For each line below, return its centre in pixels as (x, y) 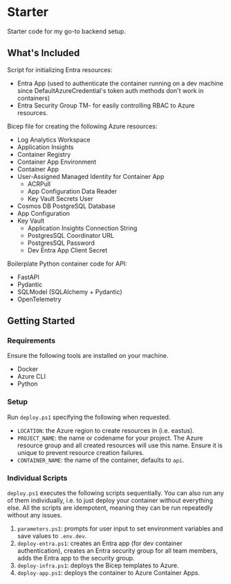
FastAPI (28, 277)
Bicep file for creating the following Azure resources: (82, 126)
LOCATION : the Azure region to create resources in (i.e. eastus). (106, 430)
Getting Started (41, 321)
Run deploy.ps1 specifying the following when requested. (89, 417)
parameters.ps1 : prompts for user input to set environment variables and (120, 529)
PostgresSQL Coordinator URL (71, 235)
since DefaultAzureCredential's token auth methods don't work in (110, 90)
